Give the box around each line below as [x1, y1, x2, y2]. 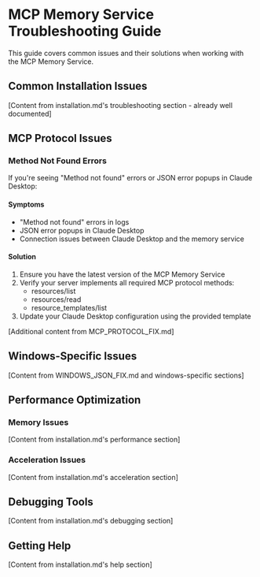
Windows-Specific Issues [8, 349, 137, 363]
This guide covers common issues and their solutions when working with [8, 48, 244, 58]
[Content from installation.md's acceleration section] [8, 472, 179, 482]
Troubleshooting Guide [8, 22, 162, 40]
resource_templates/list [31, 303, 108, 312]
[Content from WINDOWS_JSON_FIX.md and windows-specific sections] [8, 370, 245, 380]
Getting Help [8, 538, 71, 553]
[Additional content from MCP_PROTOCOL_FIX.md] [8, 326, 174, 336]
